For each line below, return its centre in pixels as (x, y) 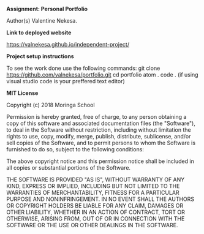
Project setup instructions (40, 56)
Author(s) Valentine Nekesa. (42, 21)
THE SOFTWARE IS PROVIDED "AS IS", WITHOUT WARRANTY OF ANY (96, 179)
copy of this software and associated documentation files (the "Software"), (101, 123)
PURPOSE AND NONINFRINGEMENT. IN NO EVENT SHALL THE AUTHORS (100, 199)
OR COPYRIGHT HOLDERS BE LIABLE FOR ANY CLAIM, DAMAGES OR (95, 206)
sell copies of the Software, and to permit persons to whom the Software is (101, 143)
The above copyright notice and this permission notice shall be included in (100, 161)
